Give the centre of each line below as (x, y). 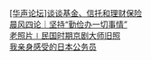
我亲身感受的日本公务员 (53, 47)
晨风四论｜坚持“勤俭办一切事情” (69, 24)
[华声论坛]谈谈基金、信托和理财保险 (76, 13)
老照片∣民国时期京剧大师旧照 (65, 35)
